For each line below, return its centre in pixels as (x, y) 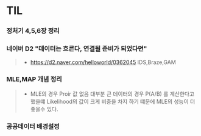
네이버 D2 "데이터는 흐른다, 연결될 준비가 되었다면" (77, 49)
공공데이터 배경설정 (33, 126)
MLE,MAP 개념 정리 (34, 79)
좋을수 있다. (44, 109)
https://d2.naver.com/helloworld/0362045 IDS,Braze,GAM (103, 62)
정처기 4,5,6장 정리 (33, 31)
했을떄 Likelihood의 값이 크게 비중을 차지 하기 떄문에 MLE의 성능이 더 (113, 101)
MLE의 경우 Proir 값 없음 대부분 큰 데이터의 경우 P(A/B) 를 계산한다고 (112, 94)
